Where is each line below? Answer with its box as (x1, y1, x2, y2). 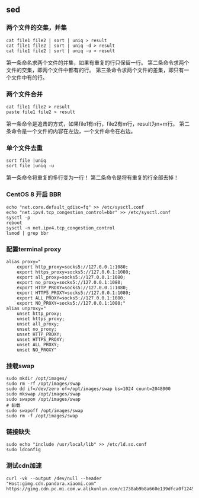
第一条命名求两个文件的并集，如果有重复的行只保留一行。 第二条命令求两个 (6, 59, 190, 66)
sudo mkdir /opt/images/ (6, 376, 68, 382)
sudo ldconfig (6, 447, 41, 453)
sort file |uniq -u (6, 163, 54, 169)
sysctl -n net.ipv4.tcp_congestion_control (6, 225, 115, 231)
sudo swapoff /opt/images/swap (6, 408, 84, 414)
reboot (6, 219, 23, 226)
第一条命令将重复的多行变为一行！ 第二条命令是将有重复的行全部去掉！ (6, 174, 179, 181)
